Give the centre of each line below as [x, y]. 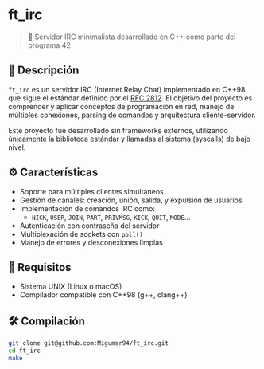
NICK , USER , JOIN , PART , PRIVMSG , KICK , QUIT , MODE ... [111, 217]
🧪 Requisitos [40, 267]
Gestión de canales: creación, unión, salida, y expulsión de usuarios [131, 200]
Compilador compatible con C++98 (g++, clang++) [103, 295]
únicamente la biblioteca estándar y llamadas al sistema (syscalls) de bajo [129, 139]
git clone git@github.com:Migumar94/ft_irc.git [89, 343]
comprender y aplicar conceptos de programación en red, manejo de [121, 106]
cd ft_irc [25, 351]
